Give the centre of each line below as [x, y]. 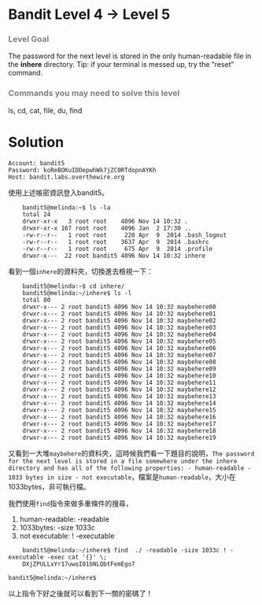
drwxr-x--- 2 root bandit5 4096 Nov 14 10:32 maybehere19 [119, 437]
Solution [36, 142]
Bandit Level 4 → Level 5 [89, 15]
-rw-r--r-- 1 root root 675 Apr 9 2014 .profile [118, 249]
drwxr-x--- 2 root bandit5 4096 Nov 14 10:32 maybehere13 [119, 396]
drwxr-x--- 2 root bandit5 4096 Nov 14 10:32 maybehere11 [119, 382]
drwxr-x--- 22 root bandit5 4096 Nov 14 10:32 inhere [114, 256]
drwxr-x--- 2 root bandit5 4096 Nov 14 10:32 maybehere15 [119, 410]
